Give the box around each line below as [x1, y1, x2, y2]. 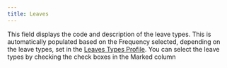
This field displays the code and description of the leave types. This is [7, 30, 211, 38]
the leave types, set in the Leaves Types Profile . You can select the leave [7, 45, 220, 53]
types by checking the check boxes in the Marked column [7, 52, 176, 61]
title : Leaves [7, 10, 50, 18]
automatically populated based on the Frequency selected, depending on [7, 37, 221, 46]
